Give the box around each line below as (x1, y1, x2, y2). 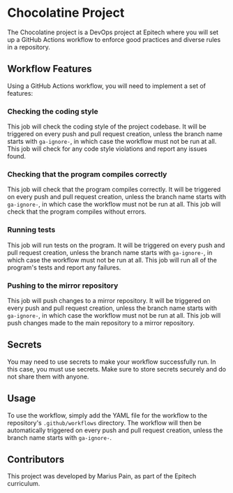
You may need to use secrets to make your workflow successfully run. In (7, 358, 216, 366)
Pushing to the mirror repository (7, 281, 119, 290)
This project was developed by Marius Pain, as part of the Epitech (7, 472, 197, 480)
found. (7, 152, 27, 161)
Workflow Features (7, 63, 92, 75)
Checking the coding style (7, 106, 99, 116)
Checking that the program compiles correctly (7, 169, 167, 179)
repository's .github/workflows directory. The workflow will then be (7, 418, 202, 427)
